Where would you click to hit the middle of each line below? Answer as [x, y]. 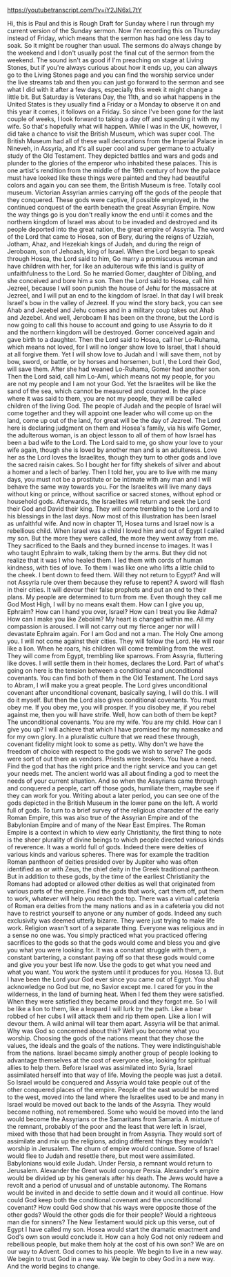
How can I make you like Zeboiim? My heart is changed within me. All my [111, 619]
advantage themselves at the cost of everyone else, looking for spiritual [109, 1060]
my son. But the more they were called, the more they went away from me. [113, 538]
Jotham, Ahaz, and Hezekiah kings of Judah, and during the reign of [104, 244]
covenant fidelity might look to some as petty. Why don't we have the [106, 744]
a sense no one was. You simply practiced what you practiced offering [107, 935]
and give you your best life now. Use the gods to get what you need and [109, 964]
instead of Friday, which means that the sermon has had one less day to [109, 38]
